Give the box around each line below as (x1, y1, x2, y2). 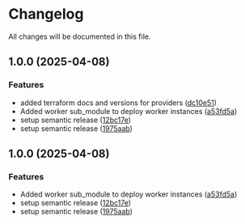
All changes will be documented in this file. (8, 32, 151, 41)
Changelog (8, 5, 84, 23)
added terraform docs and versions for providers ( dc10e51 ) (19, 98, 217, 108)
